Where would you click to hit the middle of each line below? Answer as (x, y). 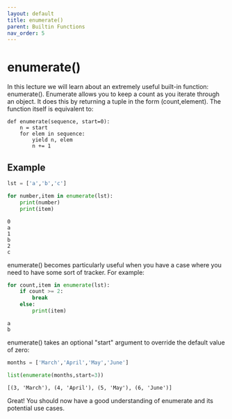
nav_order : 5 (26, 33)
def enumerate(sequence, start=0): (59, 122)
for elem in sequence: (52, 134)
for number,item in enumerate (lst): (60, 196)
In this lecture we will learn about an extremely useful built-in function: (108, 87)
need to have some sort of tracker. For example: (76, 272)
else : (28, 305)
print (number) (40, 203)
